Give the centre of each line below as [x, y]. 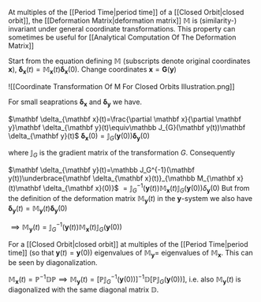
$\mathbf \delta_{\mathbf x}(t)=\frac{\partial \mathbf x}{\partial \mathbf [125, 119]
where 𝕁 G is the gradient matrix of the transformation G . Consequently [121, 154]
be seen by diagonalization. [53, 263]
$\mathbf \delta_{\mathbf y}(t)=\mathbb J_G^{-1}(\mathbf [101, 170]
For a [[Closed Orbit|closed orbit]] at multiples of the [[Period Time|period [128, 244]
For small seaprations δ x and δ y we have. [75, 103]
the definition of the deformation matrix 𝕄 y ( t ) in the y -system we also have [130, 199]
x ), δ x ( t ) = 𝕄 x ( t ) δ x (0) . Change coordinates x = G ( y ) [93, 70]
